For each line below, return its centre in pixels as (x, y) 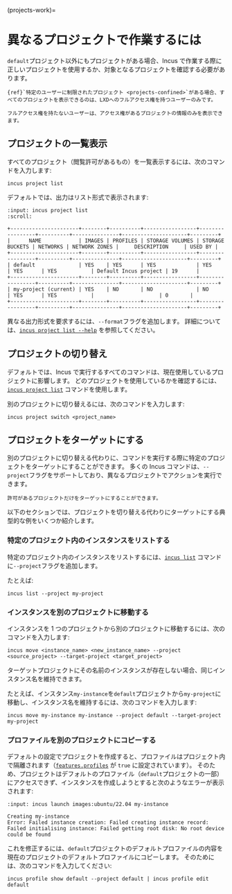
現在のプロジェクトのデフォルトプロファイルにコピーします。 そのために (111, 857)
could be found (29, 835)
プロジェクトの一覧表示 (57, 144)
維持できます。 (64, 678)
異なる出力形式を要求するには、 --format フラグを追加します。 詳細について (114, 321)
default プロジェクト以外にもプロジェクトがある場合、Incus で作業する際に (115, 60)
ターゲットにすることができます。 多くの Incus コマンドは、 (117, 467)
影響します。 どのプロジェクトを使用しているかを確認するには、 (129, 380)
